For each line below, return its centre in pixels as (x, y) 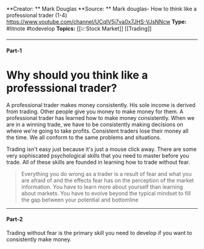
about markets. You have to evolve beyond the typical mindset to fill (106, 193)
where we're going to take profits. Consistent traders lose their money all (97, 131)
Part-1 (14, 51)
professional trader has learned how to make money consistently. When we (100, 117)
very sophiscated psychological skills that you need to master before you (98, 155)
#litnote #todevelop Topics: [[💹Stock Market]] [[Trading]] (79, 29)
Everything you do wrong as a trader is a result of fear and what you (107, 174)
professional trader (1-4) (37, 15)
